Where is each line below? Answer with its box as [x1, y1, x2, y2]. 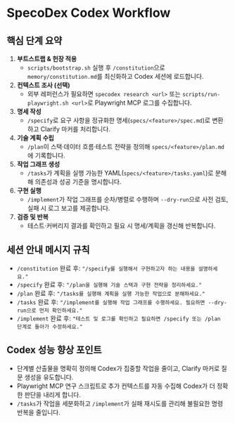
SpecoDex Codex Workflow [6, 5, 171, 21]
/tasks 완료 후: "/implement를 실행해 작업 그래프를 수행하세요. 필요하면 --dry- [16, 297, 227, 306]
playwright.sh [27, 100, 69, 107]
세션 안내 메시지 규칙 [6, 244, 90, 256]
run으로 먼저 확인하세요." [16, 307, 83, 314]
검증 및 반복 [16, 213, 49, 221]
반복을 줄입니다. [16, 408, 61, 416]
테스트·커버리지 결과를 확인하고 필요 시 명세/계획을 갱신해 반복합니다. [27, 221, 216, 230]
